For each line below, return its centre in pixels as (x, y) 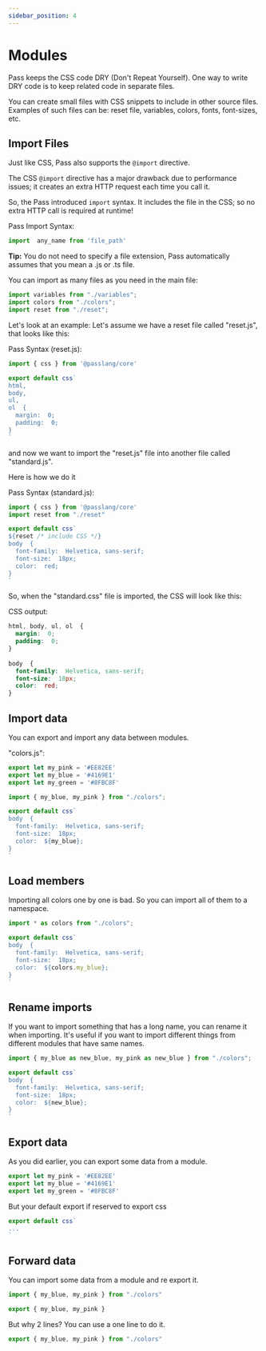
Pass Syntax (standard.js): (52, 492)
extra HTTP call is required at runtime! (71, 211)
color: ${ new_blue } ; (52, 1102)
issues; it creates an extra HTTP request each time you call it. (109, 187)
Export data (38, 1142)
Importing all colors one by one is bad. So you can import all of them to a (128, 900)
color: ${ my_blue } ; (50, 841)
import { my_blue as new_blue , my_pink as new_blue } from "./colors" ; (130, 1058)
